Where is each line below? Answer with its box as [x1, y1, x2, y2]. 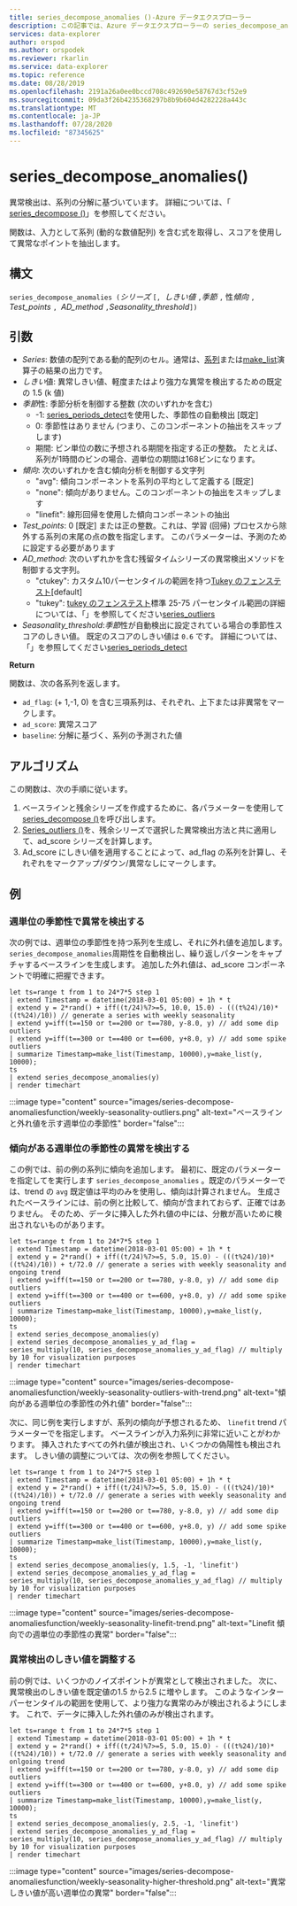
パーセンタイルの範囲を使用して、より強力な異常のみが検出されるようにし [9, 1697, 280, 1708]
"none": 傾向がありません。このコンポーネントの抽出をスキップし [34, 487, 275, 498]
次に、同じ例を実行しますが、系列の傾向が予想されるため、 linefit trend [9, 1417, 277, 1428]
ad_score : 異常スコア [21, 719, 98, 730]
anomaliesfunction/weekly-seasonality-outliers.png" [9, 1106, 201, 1117]
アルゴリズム [9, 758, 80, 773]
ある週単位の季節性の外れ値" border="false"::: [24, 1399, 193, 1409]
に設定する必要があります [21, 542, 116, 554]
